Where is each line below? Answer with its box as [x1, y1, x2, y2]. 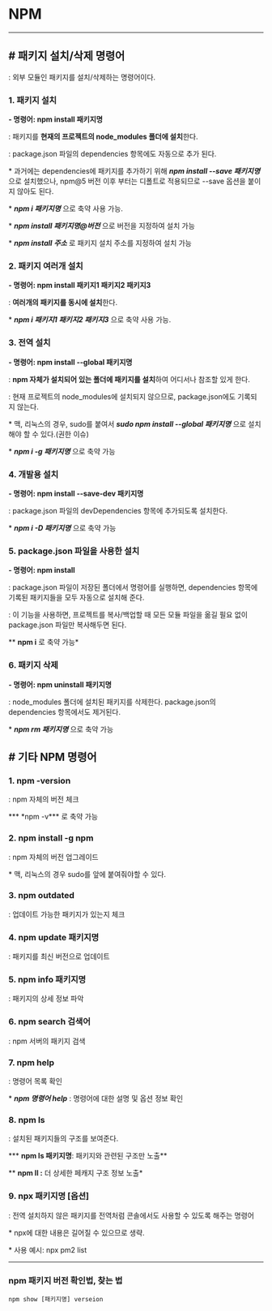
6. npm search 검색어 [8, 1016, 91, 1027]
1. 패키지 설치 [8, 94, 57, 105]
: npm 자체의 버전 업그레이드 [8, 852, 99, 862]
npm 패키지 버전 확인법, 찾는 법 [8, 1274, 123, 1286]
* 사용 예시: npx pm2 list [8, 1244, 87, 1254]
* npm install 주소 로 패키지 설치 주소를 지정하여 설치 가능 [8, 239, 192, 248]
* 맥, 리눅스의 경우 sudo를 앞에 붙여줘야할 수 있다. [8, 869, 167, 879]
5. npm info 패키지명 [8, 974, 87, 986]
